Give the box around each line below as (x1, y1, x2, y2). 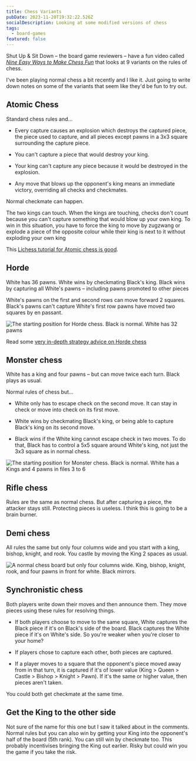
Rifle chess (6, 483, 48, 493)
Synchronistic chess (6, 585, 84, 595)
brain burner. (6, 511, 38, 518)
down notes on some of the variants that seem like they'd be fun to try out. (6, 83, 187, 89)
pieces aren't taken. (14, 679, 63, 686)
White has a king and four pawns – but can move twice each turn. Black (6, 370, 180, 378)
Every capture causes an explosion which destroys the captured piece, (14, 126, 187, 134)
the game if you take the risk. (6, 748, 77, 755)
